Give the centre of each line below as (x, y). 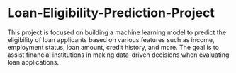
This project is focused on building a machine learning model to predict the (117, 32)
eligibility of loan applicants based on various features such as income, (111, 39)
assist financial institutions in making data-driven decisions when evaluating (118, 55)
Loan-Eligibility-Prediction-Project (111, 13)
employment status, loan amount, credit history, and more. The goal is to (113, 47)
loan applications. (33, 62)
